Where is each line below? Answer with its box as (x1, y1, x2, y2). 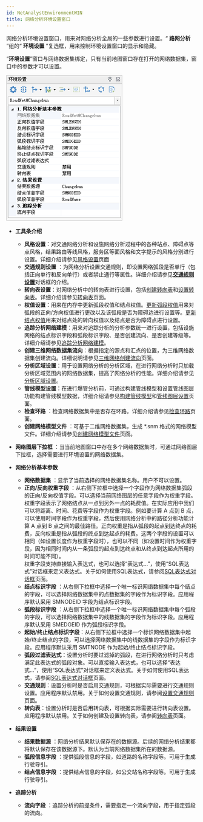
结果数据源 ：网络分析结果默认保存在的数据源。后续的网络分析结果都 (24, 738, 196, 745)
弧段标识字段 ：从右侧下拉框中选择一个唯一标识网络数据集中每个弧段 (24, 605, 196, 613)
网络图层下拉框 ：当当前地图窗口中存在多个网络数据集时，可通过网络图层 (15, 443, 198, 450)
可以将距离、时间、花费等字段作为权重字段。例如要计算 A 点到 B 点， (24, 507, 197, 514)
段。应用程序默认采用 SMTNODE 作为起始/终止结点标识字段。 (24, 643, 178, 651)
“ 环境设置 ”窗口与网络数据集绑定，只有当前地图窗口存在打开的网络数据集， (6, 55, 192, 62)
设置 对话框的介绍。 (24, 278, 73, 286)
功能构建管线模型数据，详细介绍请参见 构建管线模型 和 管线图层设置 (24, 392, 189, 399)
